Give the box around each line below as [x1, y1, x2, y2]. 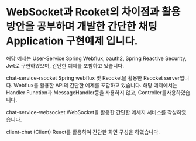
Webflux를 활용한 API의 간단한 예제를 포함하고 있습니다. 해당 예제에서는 [13, 82, 177, 89]
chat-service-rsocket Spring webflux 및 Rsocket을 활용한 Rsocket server [6, 74, 180, 82]
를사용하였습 [161, 89, 191, 96]
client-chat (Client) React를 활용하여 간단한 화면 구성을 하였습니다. [6, 128, 160, 135]
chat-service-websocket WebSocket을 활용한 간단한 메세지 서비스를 [6, 108, 166, 115]
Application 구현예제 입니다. [6, 34, 138, 48]
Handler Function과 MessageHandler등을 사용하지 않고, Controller [6, 89, 162, 96]
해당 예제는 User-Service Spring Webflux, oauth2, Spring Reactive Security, [6, 55, 187, 62]
